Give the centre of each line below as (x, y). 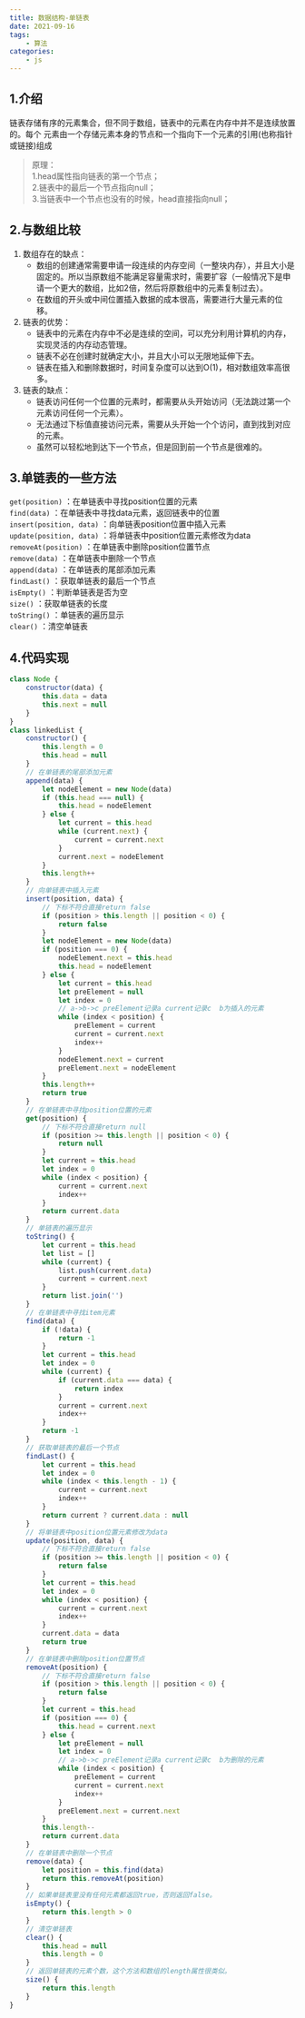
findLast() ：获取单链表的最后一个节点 (83, 581)
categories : (32, 52)
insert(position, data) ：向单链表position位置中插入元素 (118, 524)
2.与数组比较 (45, 230)
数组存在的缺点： (54, 253)
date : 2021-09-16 (42, 26)
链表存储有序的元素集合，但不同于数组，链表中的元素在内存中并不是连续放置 (152, 123)
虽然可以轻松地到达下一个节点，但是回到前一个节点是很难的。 (152, 447)
